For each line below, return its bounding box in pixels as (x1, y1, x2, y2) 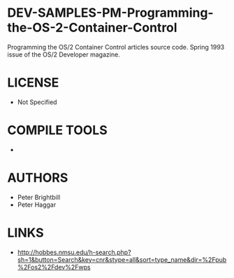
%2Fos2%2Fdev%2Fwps (17, 263, 91, 271)
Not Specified (17, 98, 57, 106)
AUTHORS (7, 170, 68, 186)
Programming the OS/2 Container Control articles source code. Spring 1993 (7, 43, 225, 51)
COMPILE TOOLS (7, 122, 108, 138)
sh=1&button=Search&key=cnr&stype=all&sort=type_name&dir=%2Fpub (17, 255, 227, 263)
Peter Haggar (17, 200, 57, 209)
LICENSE (7, 75, 59, 91)
